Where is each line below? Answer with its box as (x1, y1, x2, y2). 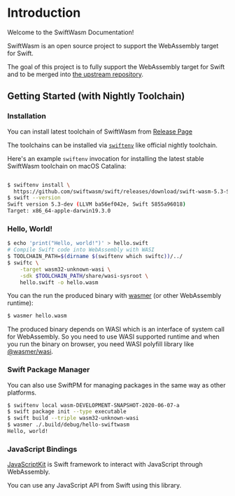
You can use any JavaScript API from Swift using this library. (7, 481, 182, 490)
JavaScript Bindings (7, 444, 78, 454)
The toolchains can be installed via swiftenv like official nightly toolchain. (7, 141, 218, 149)
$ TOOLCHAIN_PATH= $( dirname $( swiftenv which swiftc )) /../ (7, 253, 183, 260)
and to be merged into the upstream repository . (7, 70, 144, 78)
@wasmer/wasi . (7, 348, 54, 356)
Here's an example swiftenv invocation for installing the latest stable (7, 154, 204, 162)
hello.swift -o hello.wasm (20, 278, 99, 286)
